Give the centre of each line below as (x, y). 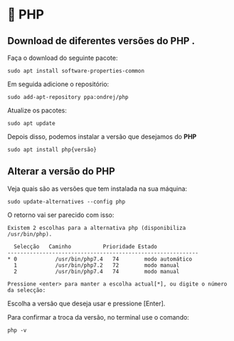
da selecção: (27, 290)
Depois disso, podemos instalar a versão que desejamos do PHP (102, 137)
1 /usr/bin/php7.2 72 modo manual (97, 265)
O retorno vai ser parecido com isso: (61, 215)
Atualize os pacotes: (37, 110)
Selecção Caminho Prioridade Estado (86, 246)
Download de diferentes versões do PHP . (101, 41)
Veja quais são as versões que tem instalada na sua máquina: (97, 189)
